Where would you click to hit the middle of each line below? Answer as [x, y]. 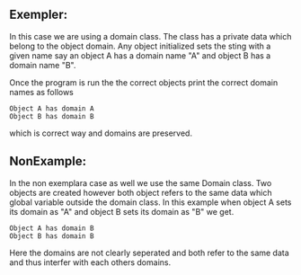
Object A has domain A [52, 108]
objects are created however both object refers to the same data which [141, 192]
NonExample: [48, 161]
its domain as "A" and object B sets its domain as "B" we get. [122, 211]
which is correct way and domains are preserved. [101, 133]
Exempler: [39, 15]
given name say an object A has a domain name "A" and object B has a [140, 55]
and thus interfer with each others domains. [90, 262]
